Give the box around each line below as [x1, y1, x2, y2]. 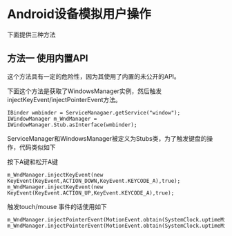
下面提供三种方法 [7, 30, 56, 39]
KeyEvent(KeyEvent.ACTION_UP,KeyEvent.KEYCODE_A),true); [7, 189, 175, 197]
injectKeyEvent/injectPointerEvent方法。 [7, 95, 122, 104]
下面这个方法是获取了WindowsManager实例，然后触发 [7, 87, 162, 95]
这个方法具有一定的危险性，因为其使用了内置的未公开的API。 [7, 72, 181, 80]
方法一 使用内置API [7, 52, 88, 64]
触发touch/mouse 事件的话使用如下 [7, 202, 107, 210]
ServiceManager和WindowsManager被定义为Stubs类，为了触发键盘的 [7, 134, 207, 142]
